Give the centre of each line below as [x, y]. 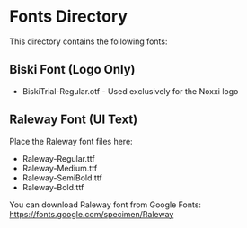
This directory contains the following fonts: [88, 41]
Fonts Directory [69, 17]
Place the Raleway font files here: [71, 141]
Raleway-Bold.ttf [53, 187]
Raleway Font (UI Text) [74, 120]
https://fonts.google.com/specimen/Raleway [92, 214]
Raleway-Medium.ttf [60, 168]
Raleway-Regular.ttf [59, 158]
